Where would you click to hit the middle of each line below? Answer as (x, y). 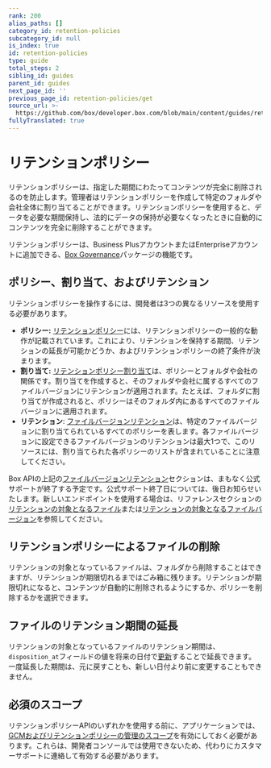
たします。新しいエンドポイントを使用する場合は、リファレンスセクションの (135, 498)
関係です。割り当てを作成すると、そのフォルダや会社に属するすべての (136, 380)
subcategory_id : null (45, 38)
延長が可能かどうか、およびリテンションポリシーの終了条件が (151, 351)
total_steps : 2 (34, 68)
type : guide (28, 61)
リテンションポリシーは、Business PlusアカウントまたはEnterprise (119, 244)
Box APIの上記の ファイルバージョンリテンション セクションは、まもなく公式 (134, 478)
